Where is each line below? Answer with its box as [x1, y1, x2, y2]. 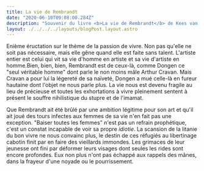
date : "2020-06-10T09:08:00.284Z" [6, 15, 95, 21]
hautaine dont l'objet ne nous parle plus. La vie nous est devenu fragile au [6, 82, 192, 89]
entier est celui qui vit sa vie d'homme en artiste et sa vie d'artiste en [6, 55, 180, 63]
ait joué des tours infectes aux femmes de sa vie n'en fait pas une [6, 113, 172, 120]
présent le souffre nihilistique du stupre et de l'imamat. [6, 94, 144, 102]
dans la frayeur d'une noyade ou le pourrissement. [6, 158, 134, 165]
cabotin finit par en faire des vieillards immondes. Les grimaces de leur [6, 138, 185, 146]
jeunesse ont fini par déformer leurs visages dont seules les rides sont [6, 145, 184, 152]
